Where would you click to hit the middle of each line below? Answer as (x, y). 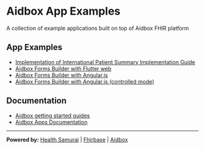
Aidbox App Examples (63, 11)
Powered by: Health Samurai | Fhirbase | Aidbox (67, 139)
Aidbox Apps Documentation (51, 122)
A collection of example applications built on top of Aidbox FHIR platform (98, 28)
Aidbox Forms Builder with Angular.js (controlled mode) (85, 81)
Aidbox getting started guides (52, 115)
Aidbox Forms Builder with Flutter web (63, 68)
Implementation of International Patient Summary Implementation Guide (105, 62)
